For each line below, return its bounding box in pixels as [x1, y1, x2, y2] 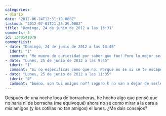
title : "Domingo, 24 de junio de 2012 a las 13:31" [5, 26, 114, 31]
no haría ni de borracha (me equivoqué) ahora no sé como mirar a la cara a [5, 100, 158, 106]
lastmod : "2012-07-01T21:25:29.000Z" [5, 21, 83, 26]
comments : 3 [5, 30, 30, 35]
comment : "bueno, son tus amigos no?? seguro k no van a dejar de [9, 81, 149, 86]
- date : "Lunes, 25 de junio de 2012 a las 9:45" [5, 58, 110, 63]
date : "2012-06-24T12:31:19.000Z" [5, 16, 77, 21]
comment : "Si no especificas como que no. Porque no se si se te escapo [9, 67, 163, 72]
